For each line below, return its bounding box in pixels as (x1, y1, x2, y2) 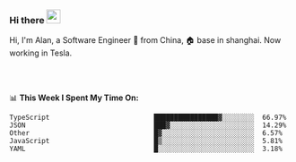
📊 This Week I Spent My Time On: (9, 92, 139, 103)
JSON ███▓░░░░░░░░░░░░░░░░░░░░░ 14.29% (9, 121, 287, 130)
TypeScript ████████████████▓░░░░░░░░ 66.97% (9, 113, 287, 123)
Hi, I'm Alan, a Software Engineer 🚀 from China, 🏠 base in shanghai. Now (9, 35, 282, 46)
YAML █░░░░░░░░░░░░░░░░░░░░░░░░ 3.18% (9, 144, 283, 154)
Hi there (9, 13, 45, 26)
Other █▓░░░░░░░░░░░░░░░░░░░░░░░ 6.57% (9, 129, 283, 138)
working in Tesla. (9, 47, 73, 58)
